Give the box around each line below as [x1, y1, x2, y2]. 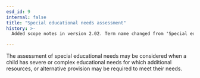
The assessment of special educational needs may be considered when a [6, 52, 187, 60]
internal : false [6, 14, 46, 20]
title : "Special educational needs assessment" [6, 20, 127, 26]
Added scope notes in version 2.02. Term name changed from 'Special [11, 31, 187, 37]
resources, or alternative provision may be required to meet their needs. [6, 65, 183, 72]
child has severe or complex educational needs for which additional [6, 59, 172, 66]
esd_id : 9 [6, 8, 31, 15]
